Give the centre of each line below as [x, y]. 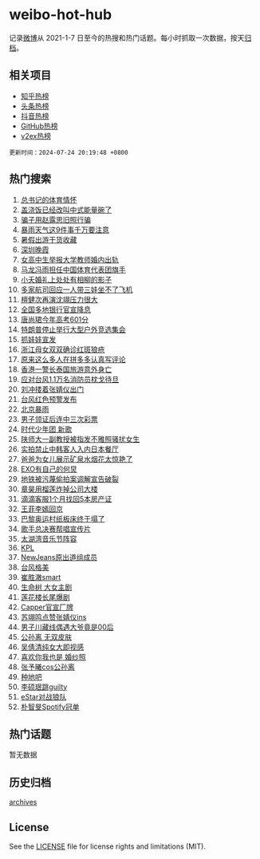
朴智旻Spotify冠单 [50, 707]
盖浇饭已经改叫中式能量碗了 [66, 210]
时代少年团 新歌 [46, 429]
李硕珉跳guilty [44, 687]
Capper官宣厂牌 [47, 607]
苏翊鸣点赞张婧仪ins [53, 617]
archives [23, 802]
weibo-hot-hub [61, 15]
